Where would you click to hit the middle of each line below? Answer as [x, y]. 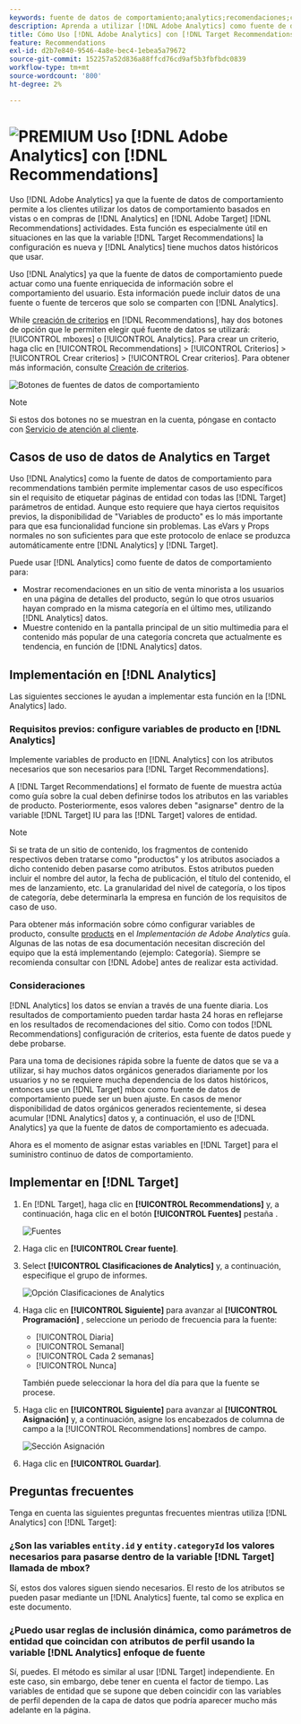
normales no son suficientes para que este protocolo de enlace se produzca [150, 536]
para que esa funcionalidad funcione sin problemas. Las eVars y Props [139, 526]
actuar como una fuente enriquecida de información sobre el [121, 283]
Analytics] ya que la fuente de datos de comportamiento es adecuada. [139, 1127]
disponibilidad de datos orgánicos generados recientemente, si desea [138, 1108]
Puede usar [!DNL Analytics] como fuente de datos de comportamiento [141, 563]
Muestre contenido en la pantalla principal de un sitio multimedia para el [155, 627]
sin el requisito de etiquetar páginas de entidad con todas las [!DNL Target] [148, 497]
